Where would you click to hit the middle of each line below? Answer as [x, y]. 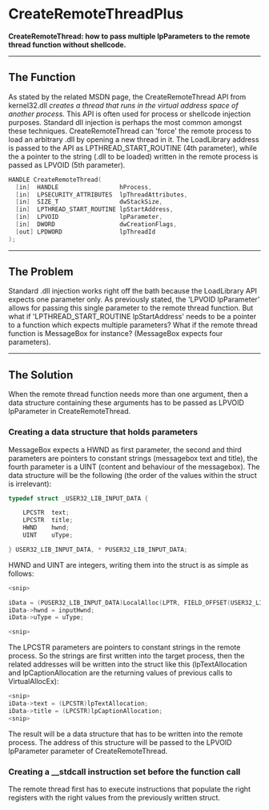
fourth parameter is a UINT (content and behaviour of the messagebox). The [134, 467]
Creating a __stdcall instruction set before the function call [124, 772]
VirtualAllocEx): [34, 682]
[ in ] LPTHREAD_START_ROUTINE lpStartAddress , [94, 209]
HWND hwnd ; [46, 528]
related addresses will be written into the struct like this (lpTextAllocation [128, 664]
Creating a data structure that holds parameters [103, 432]
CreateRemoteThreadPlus [96, 14]
